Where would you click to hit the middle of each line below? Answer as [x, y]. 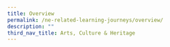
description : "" [31, 26]
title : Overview [31, 13]
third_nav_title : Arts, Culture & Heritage [71, 33]
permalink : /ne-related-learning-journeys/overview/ [85, 20]
